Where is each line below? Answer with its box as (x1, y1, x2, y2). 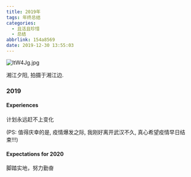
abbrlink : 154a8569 (6, 37, 55, 43)
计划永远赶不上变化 (6, 116, 54, 123)
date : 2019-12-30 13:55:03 (6, 43, 74, 49)
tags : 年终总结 (6, 14, 41, 20)
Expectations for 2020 (6, 150, 64, 157)
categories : (6, 20, 36, 26)
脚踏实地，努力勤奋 (6, 164, 54, 172)
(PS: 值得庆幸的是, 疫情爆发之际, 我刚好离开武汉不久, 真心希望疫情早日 (6, 129, 180, 135)
